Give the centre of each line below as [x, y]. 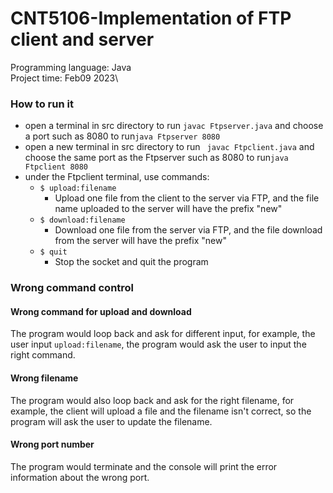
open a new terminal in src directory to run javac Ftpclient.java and [169, 147]
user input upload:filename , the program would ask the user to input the [158, 344]
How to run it [42, 104]
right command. [43, 355]
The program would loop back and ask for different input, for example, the [163, 334]
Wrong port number [52, 444]
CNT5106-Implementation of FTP [151, 18]
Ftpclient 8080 [56, 167]
